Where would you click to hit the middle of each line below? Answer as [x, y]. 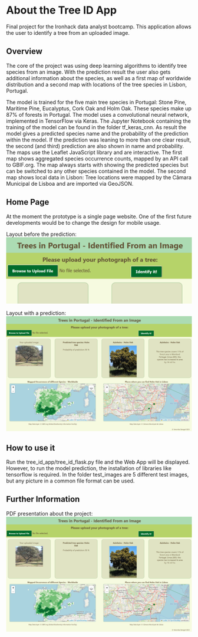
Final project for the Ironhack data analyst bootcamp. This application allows [99, 27]
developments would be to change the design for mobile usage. [83, 222]
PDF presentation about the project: [49, 513]
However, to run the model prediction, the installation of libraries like [89, 468]
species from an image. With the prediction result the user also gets [88, 72]
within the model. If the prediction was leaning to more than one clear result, [99, 140]
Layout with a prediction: [36, 313]
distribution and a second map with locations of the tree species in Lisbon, [97, 84]
